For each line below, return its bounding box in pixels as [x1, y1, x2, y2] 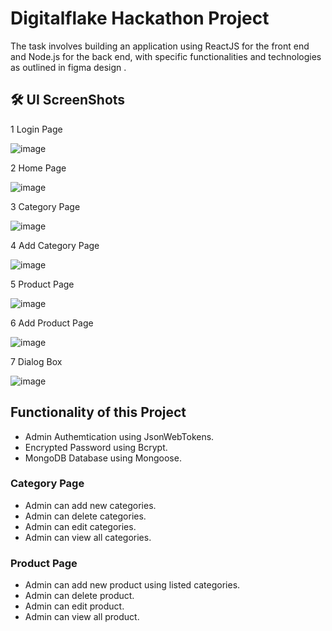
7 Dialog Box [10, 355, 63, 367]
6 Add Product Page [10, 317, 94, 329]
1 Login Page [10, 123, 63, 135]
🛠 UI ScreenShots [10, 92, 126, 109]
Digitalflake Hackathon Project [10, 7, 270, 30]
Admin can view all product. [24, 611, 140, 623]
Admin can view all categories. [24, 531, 152, 543]
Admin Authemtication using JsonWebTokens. [24, 430, 215, 442]
